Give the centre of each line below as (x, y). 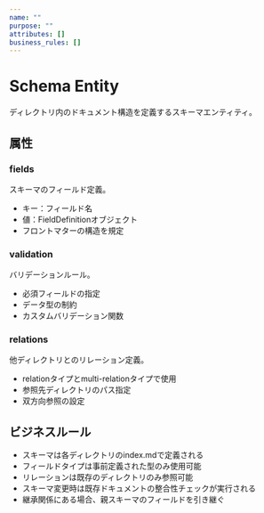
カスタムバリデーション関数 (73, 316)
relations (29, 339)
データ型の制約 (49, 305)
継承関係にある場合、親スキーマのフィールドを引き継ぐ (123, 500)
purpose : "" (31, 26)
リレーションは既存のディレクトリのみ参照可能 (108, 477)
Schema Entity (64, 86)
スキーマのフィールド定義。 (60, 189)
